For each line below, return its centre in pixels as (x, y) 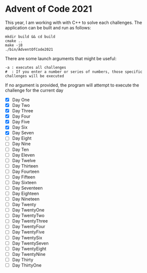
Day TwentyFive (28, 232)
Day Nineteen (26, 199)
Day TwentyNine (29, 254)
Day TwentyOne (28, 210)
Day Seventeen (27, 188)
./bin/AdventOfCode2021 (29, 49)
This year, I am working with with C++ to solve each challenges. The (73, 22)
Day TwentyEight (29, 249)
